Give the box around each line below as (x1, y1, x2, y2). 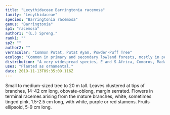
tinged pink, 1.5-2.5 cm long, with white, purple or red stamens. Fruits (5, 99, 150, 104)
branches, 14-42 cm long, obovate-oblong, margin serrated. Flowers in (5, 88, 153, 94)
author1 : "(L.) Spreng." (5, 31, 58, 36)
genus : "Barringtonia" (5, 21, 53, 27)
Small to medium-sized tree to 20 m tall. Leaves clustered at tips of (5, 83, 145, 89)
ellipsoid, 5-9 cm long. (5, 104, 52, 110)
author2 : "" (5, 45, 30, 50)
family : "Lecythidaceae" (5, 12, 58, 17)
